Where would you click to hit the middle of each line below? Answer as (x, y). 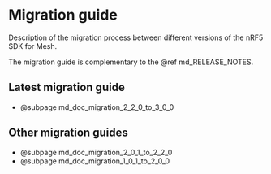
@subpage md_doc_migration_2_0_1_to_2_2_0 (96, 152)
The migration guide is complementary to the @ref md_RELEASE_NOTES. (131, 62)
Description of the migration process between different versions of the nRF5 (136, 37)
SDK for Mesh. (33, 46)
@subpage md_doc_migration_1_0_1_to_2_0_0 (95, 161)
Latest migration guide (67, 87)
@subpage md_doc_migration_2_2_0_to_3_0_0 (97, 107)
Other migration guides (68, 133)
